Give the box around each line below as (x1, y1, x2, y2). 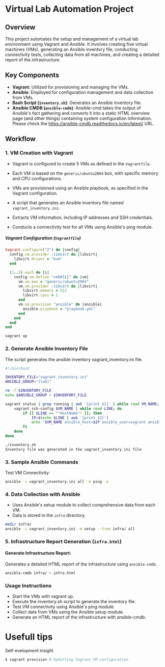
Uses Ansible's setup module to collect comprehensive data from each (12, 502, 156, 508)
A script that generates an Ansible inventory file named (12, 200, 124, 206)
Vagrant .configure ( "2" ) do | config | (5, 247, 80, 252)
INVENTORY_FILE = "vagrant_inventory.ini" (5, 374, 89, 380)
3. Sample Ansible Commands (5, 458, 79, 465)
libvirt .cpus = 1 (23, 293, 58, 298)
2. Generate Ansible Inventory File (5, 345, 88, 352)
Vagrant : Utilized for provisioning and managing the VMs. (12, 84, 129, 90)
